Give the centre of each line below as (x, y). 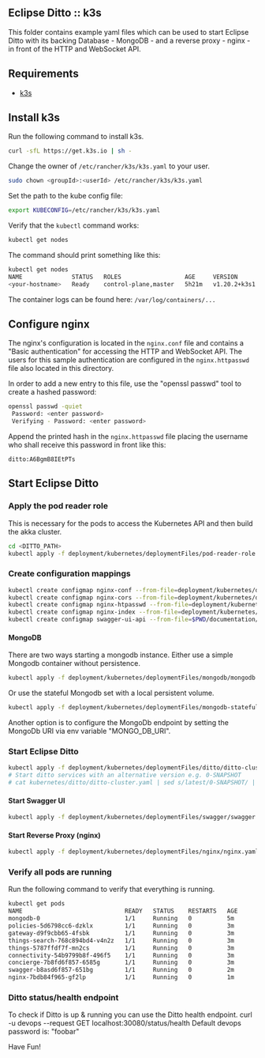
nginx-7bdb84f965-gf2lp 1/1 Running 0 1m (121, 977)
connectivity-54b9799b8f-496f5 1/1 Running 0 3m (121, 955)
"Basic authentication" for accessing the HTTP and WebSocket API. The (125, 352)
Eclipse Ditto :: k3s (55, 13)
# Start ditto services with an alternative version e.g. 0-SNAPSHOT (125, 775)
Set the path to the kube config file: (66, 196)
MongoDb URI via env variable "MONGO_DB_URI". (90, 731)
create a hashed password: (52, 392)
